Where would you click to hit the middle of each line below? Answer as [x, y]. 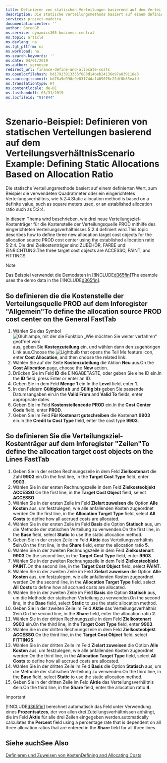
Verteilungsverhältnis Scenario [70, 153]
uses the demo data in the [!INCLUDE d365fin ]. [53, 280]
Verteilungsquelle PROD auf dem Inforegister [77, 304]
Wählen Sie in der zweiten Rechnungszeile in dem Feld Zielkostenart [83, 550]
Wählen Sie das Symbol [37, 331]
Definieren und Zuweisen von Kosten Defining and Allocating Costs [74, 755]
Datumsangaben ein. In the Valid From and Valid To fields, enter [78, 394]
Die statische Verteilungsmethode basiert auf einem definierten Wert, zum [82, 188]
